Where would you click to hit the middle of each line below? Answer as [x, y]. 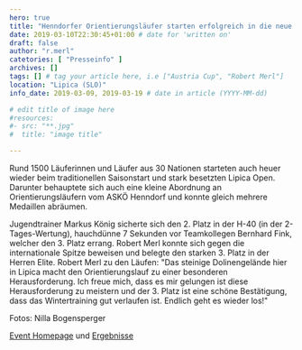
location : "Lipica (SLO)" [58, 85]
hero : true [30, 18]
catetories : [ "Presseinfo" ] [66, 60]
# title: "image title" [56, 135]
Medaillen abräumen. [49, 207]
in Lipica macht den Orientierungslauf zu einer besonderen [119, 272]
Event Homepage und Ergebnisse [71, 336]
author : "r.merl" [42, 51]
